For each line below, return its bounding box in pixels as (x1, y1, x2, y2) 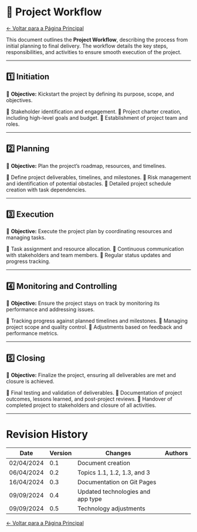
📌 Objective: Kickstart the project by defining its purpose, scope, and (6, 90, 174, 97)
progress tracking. (6, 258, 51, 265)
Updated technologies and (77, 487, 151, 496)
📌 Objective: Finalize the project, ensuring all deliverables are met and (6, 372, 176, 378)
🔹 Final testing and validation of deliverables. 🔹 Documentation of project (6, 389, 182, 396)
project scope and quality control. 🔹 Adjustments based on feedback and (6, 324, 183, 331)
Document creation (77, 459, 131, 467)
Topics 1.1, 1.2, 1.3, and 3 (77, 468, 151, 476)
